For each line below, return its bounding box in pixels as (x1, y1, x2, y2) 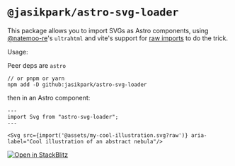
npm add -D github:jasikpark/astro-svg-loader (7, 81, 147, 88)
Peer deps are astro (7, 61, 66, 69)
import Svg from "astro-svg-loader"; (7, 113, 119, 120)
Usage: (7, 47, 28, 56)
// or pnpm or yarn (7, 75, 65, 82)
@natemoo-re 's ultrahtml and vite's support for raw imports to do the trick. (7, 34, 229, 42)
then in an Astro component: (7, 93, 91, 102)
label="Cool (7, 138, 42, 145)
